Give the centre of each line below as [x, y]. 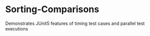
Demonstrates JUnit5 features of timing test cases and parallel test [75, 23]
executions [17, 28]
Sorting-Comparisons [52, 9]
